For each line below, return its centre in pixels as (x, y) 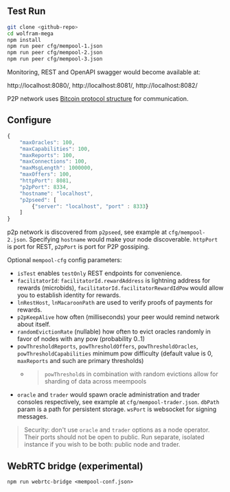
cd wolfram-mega (30, 34)
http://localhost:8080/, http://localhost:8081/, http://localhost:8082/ (102, 86)
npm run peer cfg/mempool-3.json (55, 59)
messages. (33, 417)
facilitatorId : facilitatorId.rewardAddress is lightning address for (114, 281)
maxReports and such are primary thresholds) (80, 361)
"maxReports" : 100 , (47, 155)
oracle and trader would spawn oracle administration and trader (108, 395)
